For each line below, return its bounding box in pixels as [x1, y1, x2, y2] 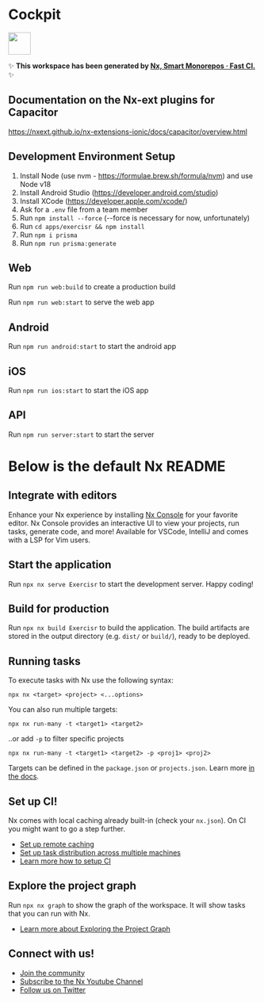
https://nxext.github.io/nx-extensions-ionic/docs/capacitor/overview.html [8, 127, 248, 136]
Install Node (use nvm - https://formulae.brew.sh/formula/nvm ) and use [19, 170, 254, 180]
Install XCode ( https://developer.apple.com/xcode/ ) [19, 196, 188, 205]
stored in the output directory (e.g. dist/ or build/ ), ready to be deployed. [8, 632, 251, 641]
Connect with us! [8, 947, 95, 961]
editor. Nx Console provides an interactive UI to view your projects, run [8, 518, 239, 528]
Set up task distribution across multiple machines [19, 848, 181, 858]
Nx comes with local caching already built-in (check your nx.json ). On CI [8, 816, 247, 825]
